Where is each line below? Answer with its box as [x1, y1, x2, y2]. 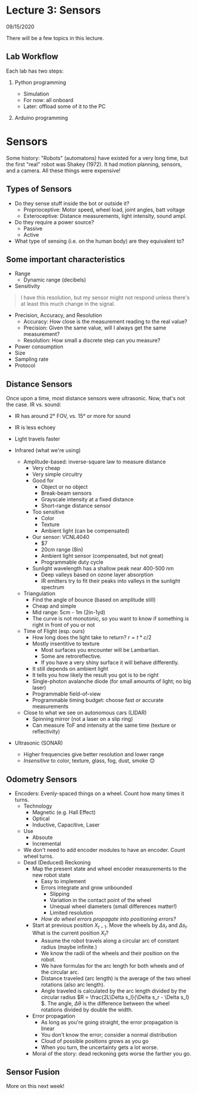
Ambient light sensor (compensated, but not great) [41, 553, 164, 560]
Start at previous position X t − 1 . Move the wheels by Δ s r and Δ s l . [32, 922, 188, 930]
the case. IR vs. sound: [6, 401, 62, 408]
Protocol [14, 362, 35, 369]
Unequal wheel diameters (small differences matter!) [49, 903, 178, 910]
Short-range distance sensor [41, 502, 111, 510]
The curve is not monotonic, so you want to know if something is [32, 615, 189, 622]
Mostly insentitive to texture [32, 640, 100, 647]
